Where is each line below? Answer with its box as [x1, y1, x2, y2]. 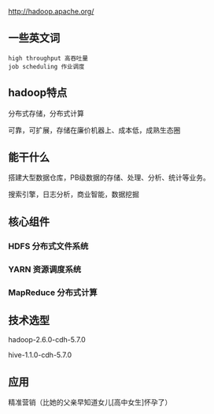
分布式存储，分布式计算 [8, 108, 84, 117]
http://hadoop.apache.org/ [8, 7, 94, 16]
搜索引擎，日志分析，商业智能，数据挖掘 [8, 189, 139, 200]
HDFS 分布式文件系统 [8, 241, 89, 252]
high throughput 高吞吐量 [8, 54, 89, 62]
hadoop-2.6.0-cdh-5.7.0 [8, 335, 87, 345]
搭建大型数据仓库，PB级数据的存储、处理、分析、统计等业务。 [8, 173, 211, 182]
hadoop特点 [8, 86, 68, 99]
